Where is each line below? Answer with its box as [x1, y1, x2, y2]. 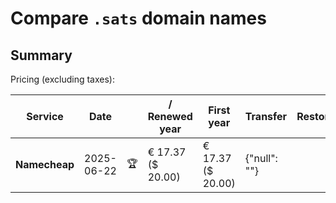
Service [26, 110, 64, 123]
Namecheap [15, 158, 75, 171]
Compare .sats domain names [10, 7, 267, 30]
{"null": [244, 152, 278, 165]
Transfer [244, 110, 288, 123]
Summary [10, 47, 73, 64]
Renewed [147, 110, 193, 123]
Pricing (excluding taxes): [10, 73, 116, 85]
